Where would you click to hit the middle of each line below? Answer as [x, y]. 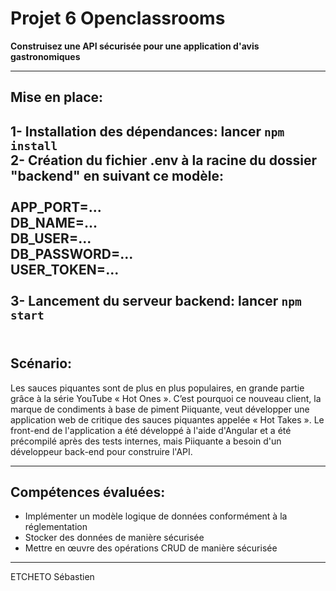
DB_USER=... [51, 238]
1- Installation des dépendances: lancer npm [147, 131]
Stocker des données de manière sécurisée [114, 538]
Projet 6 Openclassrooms [118, 18]
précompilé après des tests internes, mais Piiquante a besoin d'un [146, 441]
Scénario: [41, 363]
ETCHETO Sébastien [52, 577]
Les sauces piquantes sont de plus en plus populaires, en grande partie [157, 388]
